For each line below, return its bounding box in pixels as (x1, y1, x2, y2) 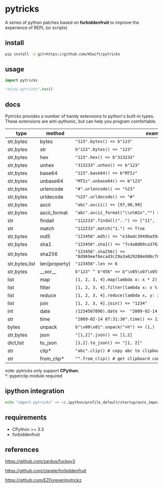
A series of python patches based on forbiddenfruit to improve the (5, 19, 139, 25)
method (46, 130, 65, 137)
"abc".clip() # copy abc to (75, 348, 140, 353)
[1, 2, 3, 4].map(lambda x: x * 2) (75, 277, 158, 282)
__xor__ (40, 269, 57, 275)
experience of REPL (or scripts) (5, 24, 68, 30)
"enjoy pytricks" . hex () (5, 87, 53, 92)
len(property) (40, 260, 71, 267)
